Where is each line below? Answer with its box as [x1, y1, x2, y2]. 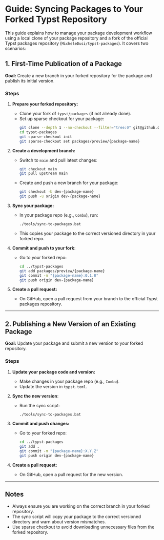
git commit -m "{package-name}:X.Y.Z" [19, 449, 99, 454]
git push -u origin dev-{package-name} [19, 194, 101, 199]
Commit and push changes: [12, 421, 70, 427]
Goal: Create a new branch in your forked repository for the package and [5, 72, 152, 79]
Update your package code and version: [12, 369, 96, 374]
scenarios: [5, 45, 26, 51]
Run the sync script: [19, 402, 60, 408]
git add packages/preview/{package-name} [19, 269, 105, 273]
